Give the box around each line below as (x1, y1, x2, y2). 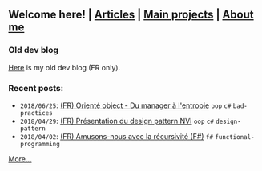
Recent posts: (8, 82, 64, 93)
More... (8, 153, 32, 164)
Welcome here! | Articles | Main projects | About (8, 8, 254, 22)
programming (19, 140, 60, 148)
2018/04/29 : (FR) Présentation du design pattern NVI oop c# (19, 116, 215, 125)
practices (19, 109, 54, 117)
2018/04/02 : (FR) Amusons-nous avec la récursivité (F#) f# (19, 131, 214, 141)
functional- (215, 133, 255, 141)
